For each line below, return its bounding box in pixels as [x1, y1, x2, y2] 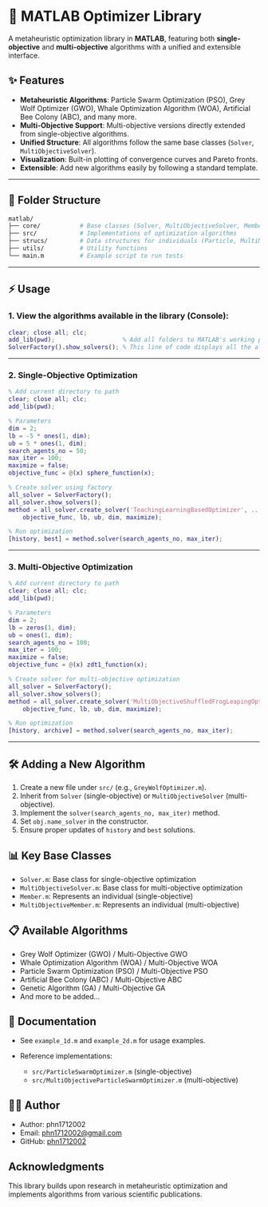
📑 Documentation [8, 1014, 97, 1029]
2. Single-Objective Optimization [8, 370, 138, 381]
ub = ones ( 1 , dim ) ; [8, 631, 73, 639]
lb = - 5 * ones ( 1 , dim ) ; [8, 431, 91, 440]
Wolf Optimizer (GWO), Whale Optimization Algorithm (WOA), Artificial [19, 103, 251, 113]
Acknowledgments [8, 1160, 105, 1173]
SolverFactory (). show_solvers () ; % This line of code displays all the [8, 343, 251, 351]
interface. [8, 50, 40, 60]
